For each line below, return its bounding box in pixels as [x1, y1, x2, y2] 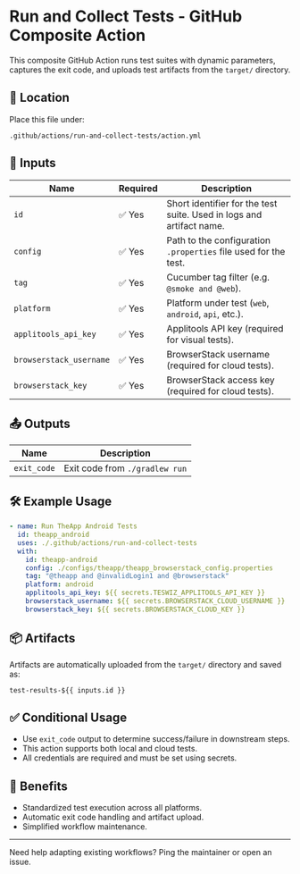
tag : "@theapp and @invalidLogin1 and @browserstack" [25, 572, 229, 581]
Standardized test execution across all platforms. [21, 803, 203, 813]
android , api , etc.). [166, 307, 244, 320]
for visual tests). [166, 333, 235, 346]
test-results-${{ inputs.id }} [9, 685, 126, 694]
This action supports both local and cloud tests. [21, 744, 198, 754]
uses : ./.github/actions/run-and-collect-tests [17, 538, 198, 547]
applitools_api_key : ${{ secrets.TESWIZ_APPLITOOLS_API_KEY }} [25, 588, 266, 598]
